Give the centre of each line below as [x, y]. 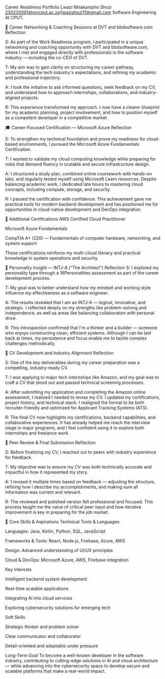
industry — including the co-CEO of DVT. [47, 58]
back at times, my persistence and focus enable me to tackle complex [76, 338]
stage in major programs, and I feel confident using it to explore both [75, 428]
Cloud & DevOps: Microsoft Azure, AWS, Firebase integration [67, 560]
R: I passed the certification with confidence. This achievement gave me [78, 199]
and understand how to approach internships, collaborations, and [71, 92]
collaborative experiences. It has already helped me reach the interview [78, 423]
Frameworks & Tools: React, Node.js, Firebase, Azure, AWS [65, 541]
